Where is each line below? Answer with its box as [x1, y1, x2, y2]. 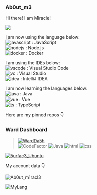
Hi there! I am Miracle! [5, 15, 51, 21]
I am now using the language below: [5, 34, 80, 40]
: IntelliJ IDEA [20, 76, 48, 82]
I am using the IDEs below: [5, 60, 60, 66]
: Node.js [25, 45, 44, 51]
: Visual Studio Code [27, 65, 69, 71]
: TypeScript [15, 102, 41, 108]
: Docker [26, 50, 44, 56]
